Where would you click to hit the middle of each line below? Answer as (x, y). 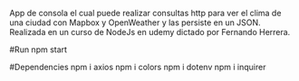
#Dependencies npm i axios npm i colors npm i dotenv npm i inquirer (138, 67)
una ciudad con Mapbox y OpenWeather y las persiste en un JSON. (135, 22)
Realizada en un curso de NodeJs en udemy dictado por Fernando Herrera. (150, 32)
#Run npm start (39, 49)
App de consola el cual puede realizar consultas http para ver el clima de (145, 13)
